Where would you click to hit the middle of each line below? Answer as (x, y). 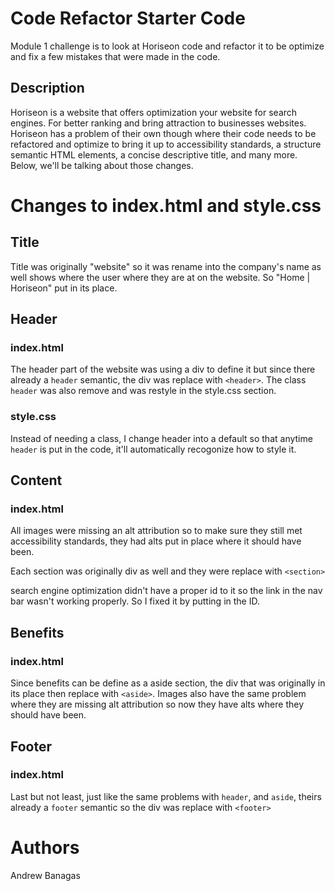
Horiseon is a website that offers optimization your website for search (154, 112)
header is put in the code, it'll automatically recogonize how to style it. (153, 449)
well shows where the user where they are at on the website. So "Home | (160, 277)
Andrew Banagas (45, 875)
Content (36, 480)
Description (47, 88)
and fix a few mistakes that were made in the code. (115, 56)
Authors (45, 847)
